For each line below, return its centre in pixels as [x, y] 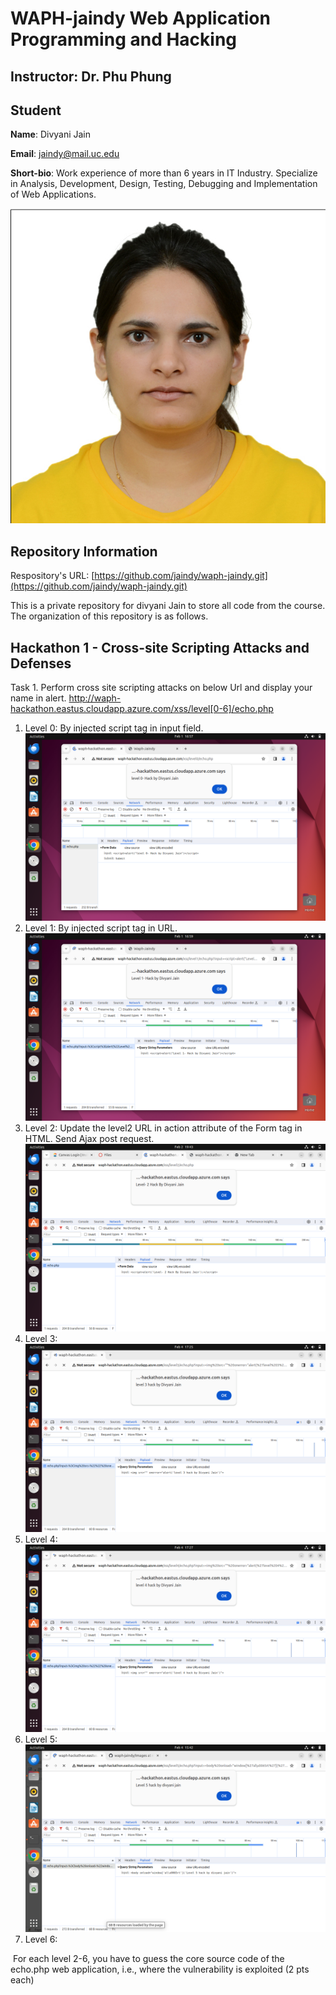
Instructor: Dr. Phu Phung [91, 76]
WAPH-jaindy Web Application [140, 18]
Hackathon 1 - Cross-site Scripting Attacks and [160, 647]
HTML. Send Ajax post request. [89, 1139]
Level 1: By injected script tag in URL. [101, 928]
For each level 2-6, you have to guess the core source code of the [148, 1958]
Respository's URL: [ [52, 576]
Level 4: [41, 1539]
